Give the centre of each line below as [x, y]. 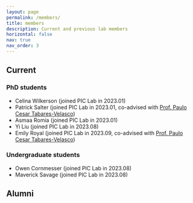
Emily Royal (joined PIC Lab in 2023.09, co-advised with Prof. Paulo [99, 133]
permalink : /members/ [33, 18]
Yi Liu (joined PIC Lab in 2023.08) [57, 126]
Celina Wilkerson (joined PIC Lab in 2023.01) [70, 101]
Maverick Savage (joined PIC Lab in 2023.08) [71, 175]
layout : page [23, 12]
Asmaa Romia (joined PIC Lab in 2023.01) [66, 120]
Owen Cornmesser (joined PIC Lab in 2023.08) [73, 168]
